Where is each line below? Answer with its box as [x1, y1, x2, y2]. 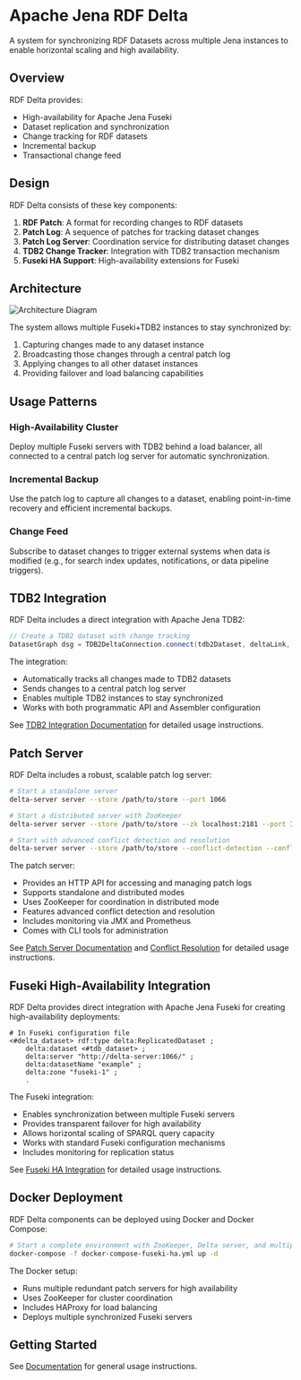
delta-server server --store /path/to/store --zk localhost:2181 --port [9, 819, 287, 829]
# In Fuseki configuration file [9, 1029, 130, 1038]
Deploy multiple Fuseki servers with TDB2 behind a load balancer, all [9, 441, 262, 453]
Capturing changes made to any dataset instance [21, 340, 204, 350]
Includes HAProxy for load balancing [21, 1301, 159, 1313]
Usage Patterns [9, 393, 98, 409]
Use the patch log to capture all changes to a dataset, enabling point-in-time [9, 494, 291, 505]
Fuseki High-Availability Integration [9, 978, 211, 993]
